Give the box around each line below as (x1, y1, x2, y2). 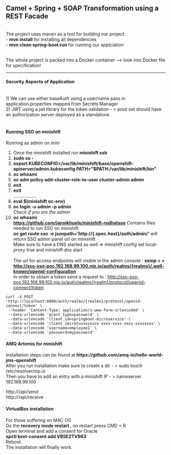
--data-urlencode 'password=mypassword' (8, 330, 95, 335)
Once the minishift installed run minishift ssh (13, 150, 108, 156)
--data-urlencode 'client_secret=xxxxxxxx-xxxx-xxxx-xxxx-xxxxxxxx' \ (8, 321, 160, 327)
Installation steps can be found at (6, 352, 76, 358)
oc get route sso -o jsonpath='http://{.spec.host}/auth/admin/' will (13, 231, 158, 237)
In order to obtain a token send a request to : (13, 274, 107, 280)
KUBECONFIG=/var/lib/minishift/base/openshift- (28, 160, 134, 167)
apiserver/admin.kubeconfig (13, 166, 76, 172)
